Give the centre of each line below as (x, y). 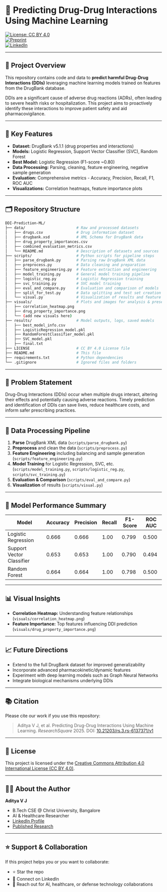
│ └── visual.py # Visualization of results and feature (83, 297)
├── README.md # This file (53, 353)
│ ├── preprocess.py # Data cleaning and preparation (75, 265)
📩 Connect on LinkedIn (36, 879)
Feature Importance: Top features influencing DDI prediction (75, 624)
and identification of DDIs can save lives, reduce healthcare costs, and (78, 405)
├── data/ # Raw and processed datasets (72, 228)
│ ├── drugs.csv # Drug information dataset (70, 233)
